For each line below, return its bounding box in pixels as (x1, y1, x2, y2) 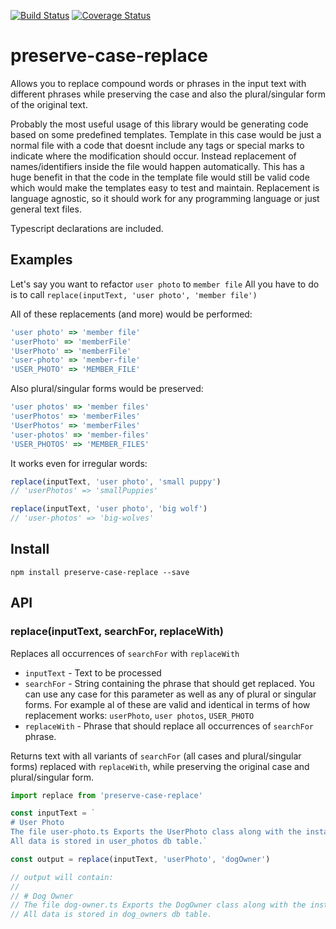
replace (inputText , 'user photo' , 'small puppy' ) (10, 476, 222, 487)
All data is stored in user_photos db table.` (10, 836, 208, 846)
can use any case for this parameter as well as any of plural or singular (24, 688, 317, 700)
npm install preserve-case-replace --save (10, 567, 190, 577)
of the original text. (10, 98, 88, 110)
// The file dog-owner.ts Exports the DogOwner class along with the (10, 900, 307, 910)
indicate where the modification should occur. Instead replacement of (10, 150, 297, 162)
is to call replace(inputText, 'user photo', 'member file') (10, 288, 258, 300)
